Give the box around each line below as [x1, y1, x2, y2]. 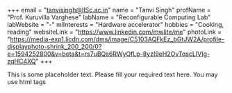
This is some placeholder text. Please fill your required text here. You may [7, 70, 218, 79]
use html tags [7, 78, 47, 85]
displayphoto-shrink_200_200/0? [7, 43, 102, 50]
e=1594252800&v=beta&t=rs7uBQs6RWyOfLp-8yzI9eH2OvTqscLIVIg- [7, 50, 210, 58]
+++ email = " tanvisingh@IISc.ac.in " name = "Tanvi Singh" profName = [7, 6, 211, 14]
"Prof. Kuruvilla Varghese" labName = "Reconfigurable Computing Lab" [7, 13, 211, 21]
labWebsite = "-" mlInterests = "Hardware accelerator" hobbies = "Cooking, [7, 21, 224, 28]
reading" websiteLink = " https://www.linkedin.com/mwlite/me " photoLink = [7, 28, 222, 36]
